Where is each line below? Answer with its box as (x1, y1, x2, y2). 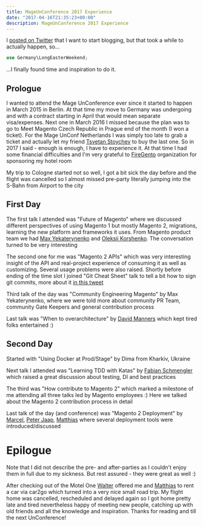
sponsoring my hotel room (6, 157, 72, 165)
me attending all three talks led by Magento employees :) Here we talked (6, 391, 187, 398)
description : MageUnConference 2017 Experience (6, 20, 129, 26)
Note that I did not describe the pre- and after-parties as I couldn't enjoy (6, 464, 187, 471)
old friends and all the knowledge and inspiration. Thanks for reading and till (6, 507, 196, 514)
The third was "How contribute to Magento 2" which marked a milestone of (6, 385, 194, 392)
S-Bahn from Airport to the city (6, 182, 84, 189)
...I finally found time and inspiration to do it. (6, 66, 116, 73)
